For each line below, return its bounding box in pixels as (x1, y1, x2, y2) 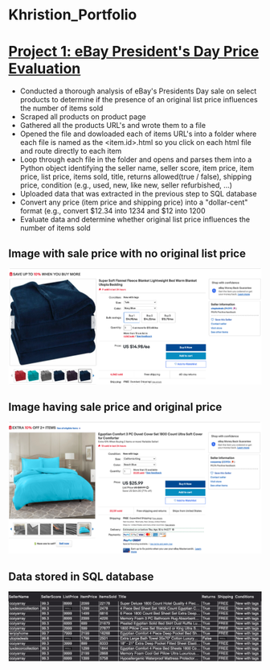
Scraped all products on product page (19, 112, 146, 122)
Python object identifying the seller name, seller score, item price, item (19, 163, 255, 173)
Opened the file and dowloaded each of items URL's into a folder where (19, 129, 257, 139)
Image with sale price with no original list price (8, 246, 247, 260)
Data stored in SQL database (8, 569, 154, 583)
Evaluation (8, 60, 81, 78)
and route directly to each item (19, 147, 122, 156)
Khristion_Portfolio (8, 6, 137, 24)
